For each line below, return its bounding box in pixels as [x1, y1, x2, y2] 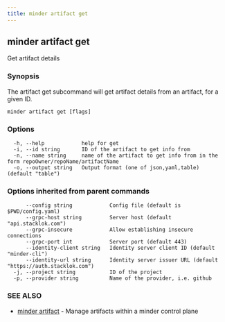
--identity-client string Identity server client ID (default [25, 244, 215, 252]
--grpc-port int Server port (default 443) [25, 239, 188, 246]
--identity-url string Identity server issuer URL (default [25, 257, 218, 264]
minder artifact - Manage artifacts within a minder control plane [17, 307, 199, 315]
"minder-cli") [7, 251, 48, 257]
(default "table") [7, 171, 60, 178]
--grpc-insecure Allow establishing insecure [25, 226, 194, 233]
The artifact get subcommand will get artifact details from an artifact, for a [7, 87, 219, 96]
